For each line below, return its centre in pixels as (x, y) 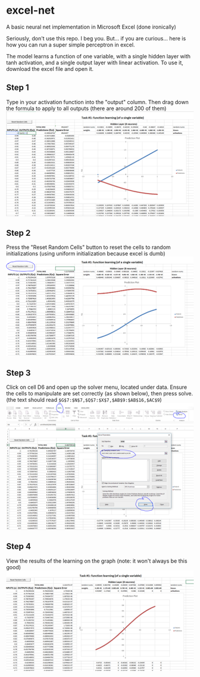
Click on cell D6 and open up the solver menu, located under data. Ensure (97, 387)
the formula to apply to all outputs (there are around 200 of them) (86, 108)
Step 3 (18, 373)
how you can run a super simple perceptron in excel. (71, 45)
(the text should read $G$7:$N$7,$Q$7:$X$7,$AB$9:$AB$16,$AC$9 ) (84, 400)
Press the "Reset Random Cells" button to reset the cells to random (88, 247)
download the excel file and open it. (50, 68)
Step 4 (19, 546)
